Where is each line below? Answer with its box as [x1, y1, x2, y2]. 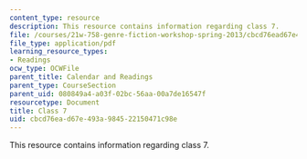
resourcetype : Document [9, 97, 101, 107]
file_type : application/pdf [9, 38, 117, 48]
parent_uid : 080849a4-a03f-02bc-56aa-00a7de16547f [9, 89, 206, 98]
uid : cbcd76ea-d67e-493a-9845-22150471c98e [9, 114, 178, 124]
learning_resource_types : [9, 47, 108, 56]
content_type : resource [9, 13, 101, 23]
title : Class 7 [9, 106, 68, 115]
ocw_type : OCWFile [9, 65, 79, 74]
